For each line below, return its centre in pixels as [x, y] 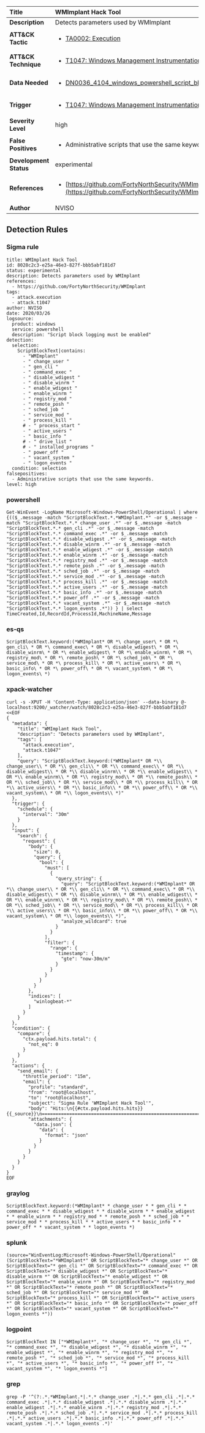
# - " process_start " [51, 425]
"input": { [26, 830]
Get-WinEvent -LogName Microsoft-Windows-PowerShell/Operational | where [102, 512]
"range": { [64, 948]
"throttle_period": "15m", [57, 1076]
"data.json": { [52, 1124]
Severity [22, 121]
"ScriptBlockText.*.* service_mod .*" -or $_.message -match [86, 576]
